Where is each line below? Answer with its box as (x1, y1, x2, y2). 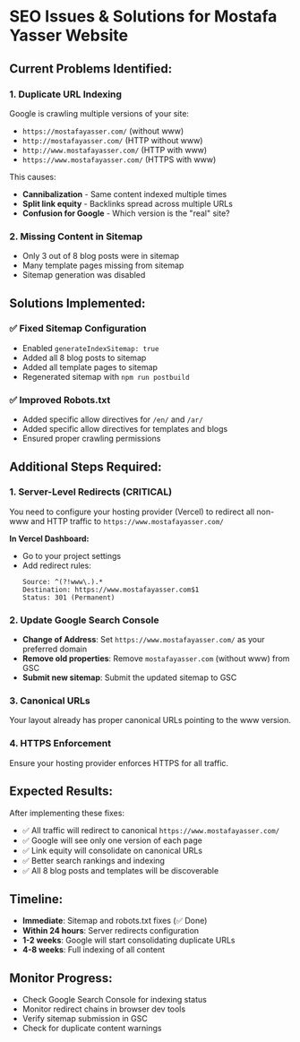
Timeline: (9, 891, 64, 907)
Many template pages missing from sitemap (21, 260, 184, 271)
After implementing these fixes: (9, 807, 125, 818)
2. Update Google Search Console (9, 614, 159, 626)
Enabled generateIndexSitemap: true (21, 342, 159, 353)
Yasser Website (9, 25, 128, 46)
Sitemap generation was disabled (21, 270, 146, 280)
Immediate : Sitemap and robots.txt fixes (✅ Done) (21, 916, 208, 926)
